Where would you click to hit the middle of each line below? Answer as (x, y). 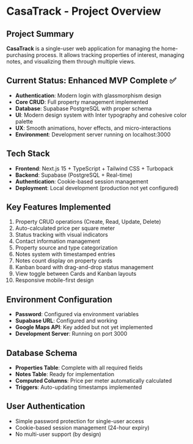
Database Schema (42, 353)
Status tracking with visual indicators (61, 235)
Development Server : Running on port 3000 (71, 334)
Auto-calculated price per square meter (65, 228)
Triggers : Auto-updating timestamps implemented (78, 387)
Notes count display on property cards (64, 261)
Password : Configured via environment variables (77, 314)
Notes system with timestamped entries (65, 254)
